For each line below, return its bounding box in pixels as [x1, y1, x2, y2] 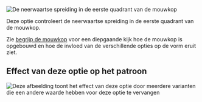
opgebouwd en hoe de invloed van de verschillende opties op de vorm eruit [6, 42, 197, 49]
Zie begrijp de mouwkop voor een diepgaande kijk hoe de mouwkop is [6, 36, 183, 42]
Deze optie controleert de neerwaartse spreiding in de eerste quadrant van [6, 18, 194, 24]
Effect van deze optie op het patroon [6, 66, 147, 76]
